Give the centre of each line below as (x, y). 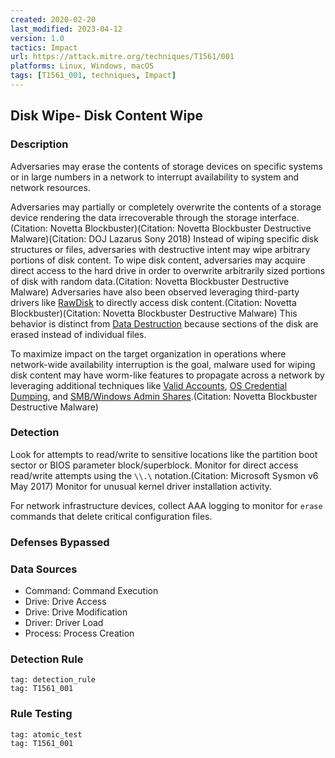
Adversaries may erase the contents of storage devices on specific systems (166, 166)
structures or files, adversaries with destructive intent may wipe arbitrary (160, 249)
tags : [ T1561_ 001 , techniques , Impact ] (93, 76)
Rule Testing (41, 714)
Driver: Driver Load (64, 623)
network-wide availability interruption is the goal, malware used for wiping (163, 364)
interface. (279, 217)
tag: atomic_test (46, 734)
